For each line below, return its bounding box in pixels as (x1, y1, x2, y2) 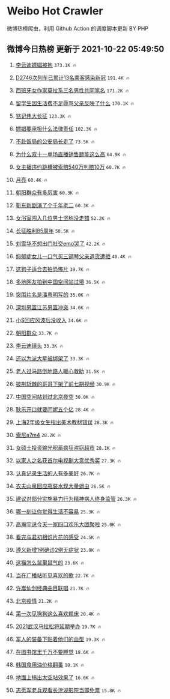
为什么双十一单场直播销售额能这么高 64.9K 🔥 (15, 150, 127, 157)
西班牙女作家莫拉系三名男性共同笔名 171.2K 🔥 (15, 86, 129, 94)
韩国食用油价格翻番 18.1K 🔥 (15, 661, 85, 668)
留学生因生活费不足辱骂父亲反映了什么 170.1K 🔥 (15, 99, 135, 106)
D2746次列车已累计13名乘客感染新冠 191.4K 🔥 (15, 74, 130, 81)
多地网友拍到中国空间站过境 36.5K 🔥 (15, 278, 106, 285)
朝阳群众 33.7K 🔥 (15, 329, 58, 336)
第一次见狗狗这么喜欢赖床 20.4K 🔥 (15, 610, 100, 617)
